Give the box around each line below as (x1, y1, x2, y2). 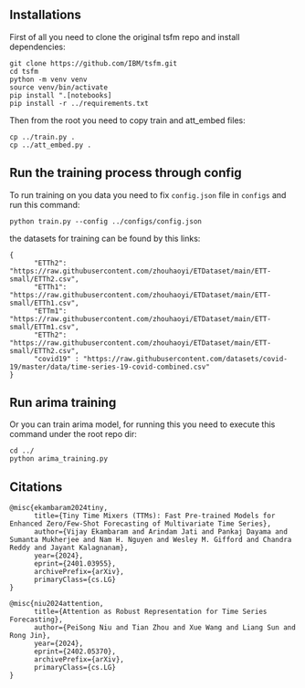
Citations (9, 479, 63, 495)
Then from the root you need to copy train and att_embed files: (9, 114, 246, 126)
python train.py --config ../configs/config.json (9, 216, 203, 226)
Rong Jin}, (9, 631, 51, 641)
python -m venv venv (9, 75, 89, 84)
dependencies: (9, 41, 66, 52)
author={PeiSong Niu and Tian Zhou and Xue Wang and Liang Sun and (33, 623, 297, 632)
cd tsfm (9, 67, 39, 76)
